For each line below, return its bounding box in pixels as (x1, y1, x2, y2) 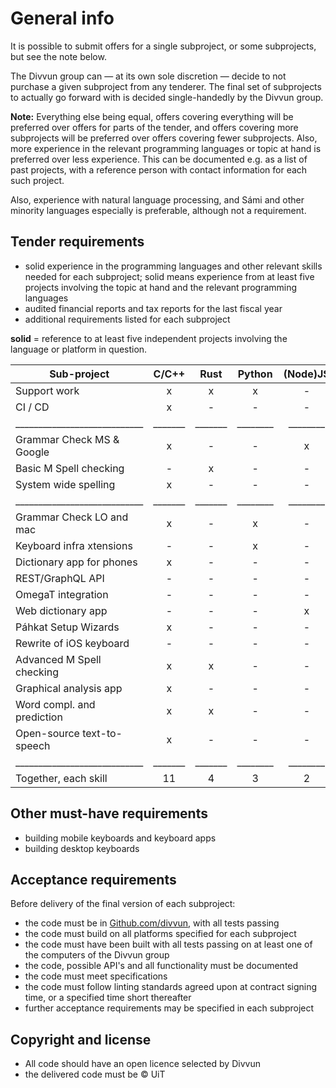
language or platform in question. (10, 343, 148, 355)
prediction (15, 710, 63, 724)
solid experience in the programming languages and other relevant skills (24, 260, 323, 272)
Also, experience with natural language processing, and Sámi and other (10, 193, 305, 206)
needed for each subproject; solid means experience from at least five (24, 270, 315, 282)
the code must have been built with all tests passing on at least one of (24, 938, 313, 951)
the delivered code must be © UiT (24, 1068, 166, 1081)
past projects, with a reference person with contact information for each (10, 163, 308, 176)
